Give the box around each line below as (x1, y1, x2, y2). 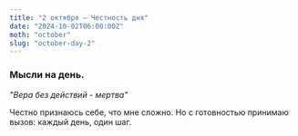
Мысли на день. (9, 69, 85, 82)
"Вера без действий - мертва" (9, 89, 128, 100)
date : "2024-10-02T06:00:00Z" (9, 22, 125, 31)
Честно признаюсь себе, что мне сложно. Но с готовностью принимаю (9, 106, 289, 118)
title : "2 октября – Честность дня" (9, 13, 149, 23)
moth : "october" (9, 30, 71, 39)
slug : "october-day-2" (9, 38, 96, 48)
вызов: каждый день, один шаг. (9, 116, 132, 127)
